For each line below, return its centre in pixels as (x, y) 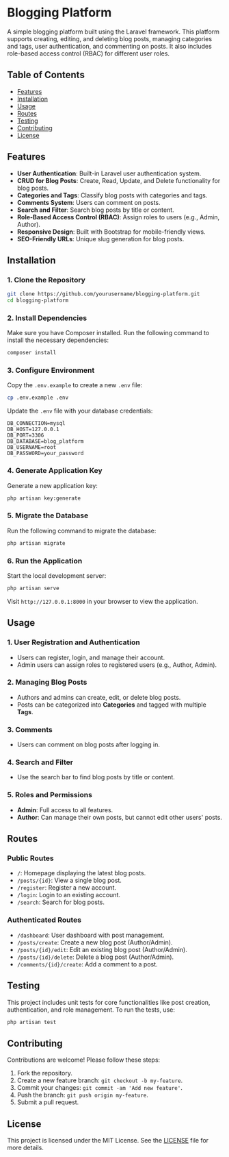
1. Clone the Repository (46, 280)
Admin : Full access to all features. (65, 809)
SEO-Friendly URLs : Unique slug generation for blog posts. (100, 239)
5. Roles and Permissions (50, 795)
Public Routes (30, 858)
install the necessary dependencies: (58, 340)
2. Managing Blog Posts (47, 682)
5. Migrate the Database (48, 515)
